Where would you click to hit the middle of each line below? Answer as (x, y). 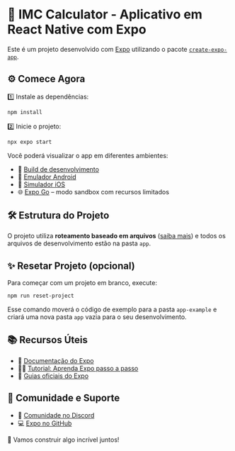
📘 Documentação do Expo (56, 360)
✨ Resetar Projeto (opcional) (71, 266)
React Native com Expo (77, 29)
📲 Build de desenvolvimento (58, 169)
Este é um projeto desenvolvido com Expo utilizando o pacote (97, 49)
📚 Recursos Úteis (48, 340)
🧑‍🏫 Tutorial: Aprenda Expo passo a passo (78, 368)
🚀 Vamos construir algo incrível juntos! (63, 440)
